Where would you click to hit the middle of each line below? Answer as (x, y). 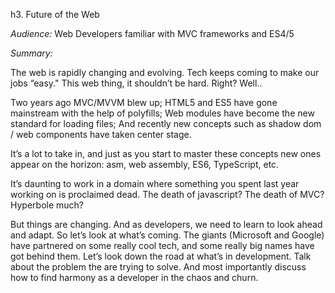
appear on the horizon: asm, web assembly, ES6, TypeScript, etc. (145, 164)
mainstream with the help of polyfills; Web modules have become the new (162, 113)
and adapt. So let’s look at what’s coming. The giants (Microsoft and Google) (167, 235)
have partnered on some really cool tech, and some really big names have (162, 245)
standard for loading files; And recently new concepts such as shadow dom (166, 123)
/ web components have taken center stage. (101, 134)
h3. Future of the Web (55, 14)
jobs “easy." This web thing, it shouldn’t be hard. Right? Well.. (136, 83)
